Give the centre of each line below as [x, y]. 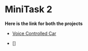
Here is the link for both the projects [44, 23]
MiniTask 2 [28, 9]
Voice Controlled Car [34, 33]
